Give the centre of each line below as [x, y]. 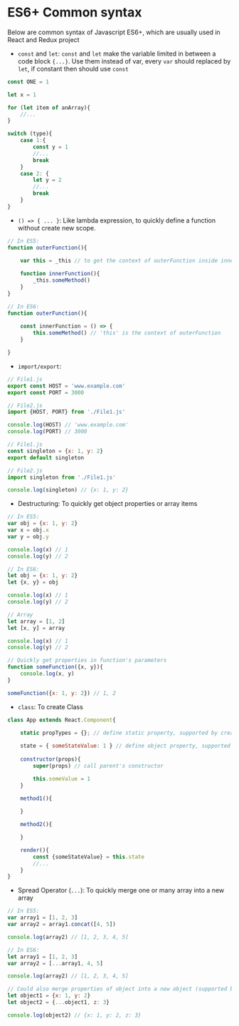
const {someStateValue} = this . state [89, 857]
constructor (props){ [51, 760]
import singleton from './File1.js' [62, 477]
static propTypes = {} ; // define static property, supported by [119, 733]
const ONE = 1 [28, 82]
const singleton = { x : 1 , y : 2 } [55, 451]
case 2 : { [35, 173]
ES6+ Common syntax [75, 12]
